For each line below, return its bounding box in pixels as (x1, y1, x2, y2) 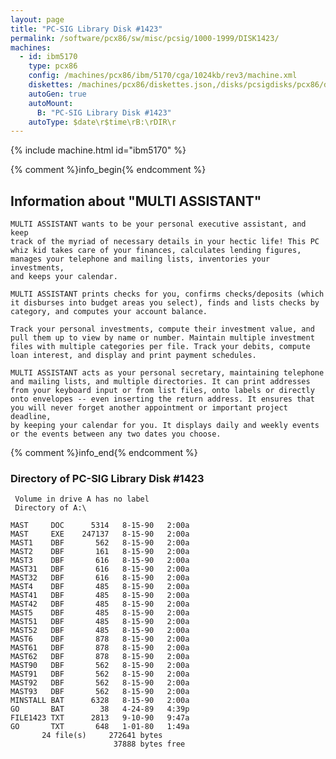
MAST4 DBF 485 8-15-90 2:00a (10, 582, 190, 592)
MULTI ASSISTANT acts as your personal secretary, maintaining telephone (10, 368, 325, 378)
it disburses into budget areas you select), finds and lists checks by (10, 298, 320, 308)
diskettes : (28, 80, 74, 90)
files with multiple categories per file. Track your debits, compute (10, 342, 311, 352)
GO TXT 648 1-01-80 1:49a (10, 722, 190, 732)
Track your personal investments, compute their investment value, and (10, 324, 315, 335)
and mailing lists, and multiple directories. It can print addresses (10, 377, 311, 387)
